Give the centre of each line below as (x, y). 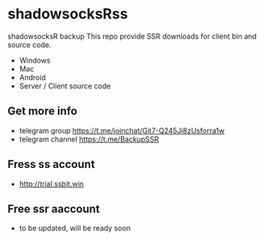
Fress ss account (52, 164)
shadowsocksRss (68, 14)
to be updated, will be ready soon (75, 228)
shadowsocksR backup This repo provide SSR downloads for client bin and (132, 36)
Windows (35, 60)
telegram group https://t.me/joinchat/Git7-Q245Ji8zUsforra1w (122, 130)
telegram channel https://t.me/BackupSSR (89, 139)
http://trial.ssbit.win (52, 184)
